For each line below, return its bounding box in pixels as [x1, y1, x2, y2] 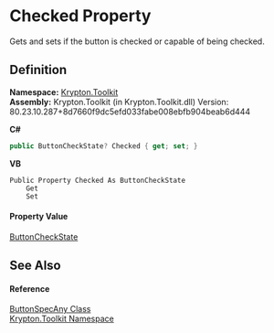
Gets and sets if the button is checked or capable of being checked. [9, 36, 265, 47]
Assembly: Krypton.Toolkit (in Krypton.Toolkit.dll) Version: [9, 96, 229, 107]
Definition [9, 62, 67, 78]
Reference [9, 283, 50, 294]
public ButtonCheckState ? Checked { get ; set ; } [9, 141, 198, 151]
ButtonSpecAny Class [9, 304, 91, 315]
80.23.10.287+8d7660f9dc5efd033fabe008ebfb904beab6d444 [9, 106, 251, 117]
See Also [9, 258, 61, 274]
